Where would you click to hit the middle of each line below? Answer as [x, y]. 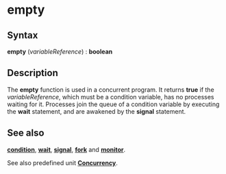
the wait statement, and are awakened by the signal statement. [97, 111]
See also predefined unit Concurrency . [62, 162]
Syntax [23, 35]
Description [33, 73]
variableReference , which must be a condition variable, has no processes [111, 97]
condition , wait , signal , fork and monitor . [66, 149]
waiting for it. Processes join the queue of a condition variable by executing [113, 104]
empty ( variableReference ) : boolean [60, 51]
